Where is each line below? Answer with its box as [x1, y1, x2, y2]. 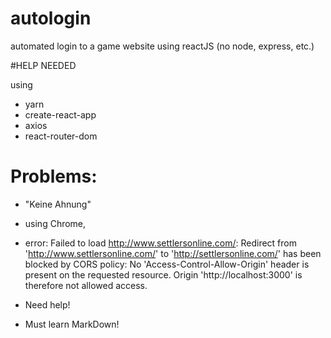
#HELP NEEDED [10, 59, 77, 71]
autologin [10, 7, 92, 30]
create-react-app [24, 108, 97, 121]
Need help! [24, 298, 71, 311]
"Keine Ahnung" [24, 198, 92, 210]
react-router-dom [24, 130, 98, 142]
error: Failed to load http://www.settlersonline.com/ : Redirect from [24, 237, 297, 249]
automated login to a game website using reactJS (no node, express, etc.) [10, 40, 315, 52]
